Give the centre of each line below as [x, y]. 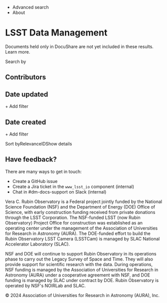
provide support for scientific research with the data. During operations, [79, 264]
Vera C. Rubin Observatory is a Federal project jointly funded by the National [84, 201]
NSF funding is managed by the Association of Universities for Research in [82, 269]
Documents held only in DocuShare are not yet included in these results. [79, 46]
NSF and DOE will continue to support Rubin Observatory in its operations [81, 253]
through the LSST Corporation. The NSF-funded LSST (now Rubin [73, 217]
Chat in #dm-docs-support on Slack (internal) [59, 191]
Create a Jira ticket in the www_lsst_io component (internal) [73, 186]
